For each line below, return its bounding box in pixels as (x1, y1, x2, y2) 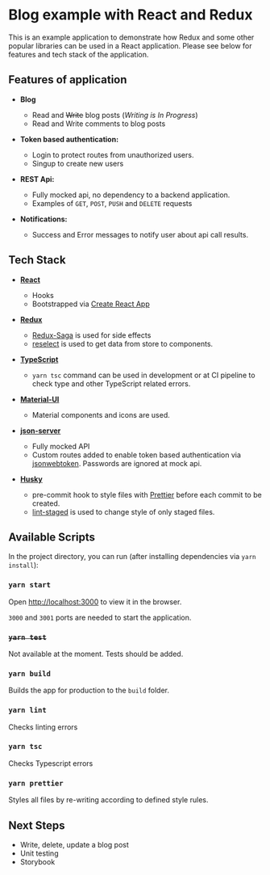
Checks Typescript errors (8, 758, 93, 768)
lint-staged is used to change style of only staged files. (31, 507, 215, 516)
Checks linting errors (8, 721, 78, 732)
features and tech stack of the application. (8, 49, 149, 59)
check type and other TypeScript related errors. (31, 378, 191, 389)
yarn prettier (8, 778, 64, 788)
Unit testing (19, 848, 59, 858)
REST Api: (19, 174, 55, 183)
